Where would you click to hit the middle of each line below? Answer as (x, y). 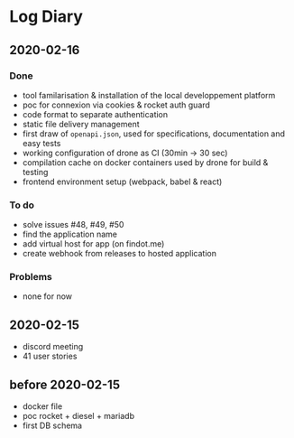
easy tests (41, 143)
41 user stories (50, 356)
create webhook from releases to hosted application (119, 254)
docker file (42, 406)
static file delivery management (81, 124)
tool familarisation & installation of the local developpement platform (149, 95)
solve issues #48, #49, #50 (73, 225)
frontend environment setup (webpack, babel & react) (122, 182)
